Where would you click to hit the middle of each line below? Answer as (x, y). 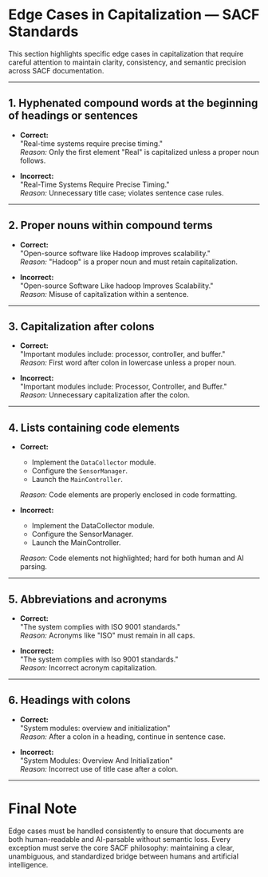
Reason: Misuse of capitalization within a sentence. (104, 294)
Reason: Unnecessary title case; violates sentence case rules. (122, 192)
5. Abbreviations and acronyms (88, 599)
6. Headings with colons (69, 700)
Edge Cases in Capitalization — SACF (134, 15)
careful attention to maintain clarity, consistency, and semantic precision (127, 62)
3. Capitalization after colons (81, 326)
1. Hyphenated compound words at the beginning (133, 103)
